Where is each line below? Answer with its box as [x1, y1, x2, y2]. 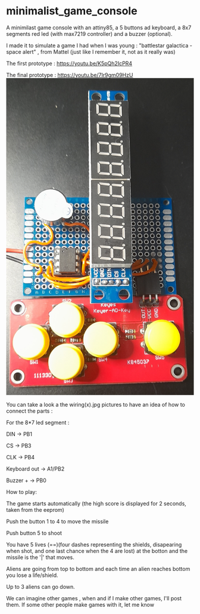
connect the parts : [6, 407, 53, 415]
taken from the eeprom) [6, 506, 64, 513]
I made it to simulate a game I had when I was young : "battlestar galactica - [6, 42, 192, 49]
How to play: [6, 488, 37, 495]
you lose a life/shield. [6, 572, 58, 579]
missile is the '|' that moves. [6, 554, 74, 561]
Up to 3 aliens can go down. [6, 583, 76, 590]
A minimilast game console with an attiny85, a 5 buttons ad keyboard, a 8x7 [6, 24, 192, 31]
